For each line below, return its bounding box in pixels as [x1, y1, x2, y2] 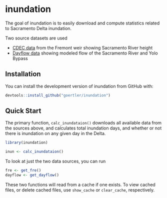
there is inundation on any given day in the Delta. [5, 130, 106, 136]
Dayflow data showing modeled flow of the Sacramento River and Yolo [12, 50, 158, 56]
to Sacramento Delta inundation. [5, 25, 71, 31]
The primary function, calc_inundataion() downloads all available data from [5, 120, 161, 126]
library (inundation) [5, 140, 48, 145]
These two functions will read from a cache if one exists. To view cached [5, 181, 156, 187]
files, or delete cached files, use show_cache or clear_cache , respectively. [5, 186, 155, 193]
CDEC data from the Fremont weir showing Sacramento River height [12, 44, 153, 50]
